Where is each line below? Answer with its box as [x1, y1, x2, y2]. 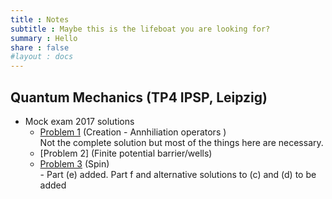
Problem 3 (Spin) [39, 157, 110, 170]
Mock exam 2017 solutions [24, 115, 135, 127]
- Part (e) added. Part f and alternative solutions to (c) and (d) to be [39, 168, 317, 180]
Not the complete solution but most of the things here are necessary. [39, 136, 324, 148]
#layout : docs [10, 52, 74, 62]
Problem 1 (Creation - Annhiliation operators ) [39, 126, 227, 138]
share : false [10, 42, 70, 53]
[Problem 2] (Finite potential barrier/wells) [39, 147, 213, 159]
